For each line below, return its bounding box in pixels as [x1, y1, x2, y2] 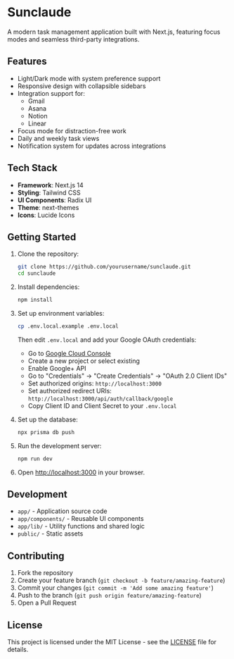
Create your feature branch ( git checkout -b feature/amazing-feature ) [17, 576, 226, 585]
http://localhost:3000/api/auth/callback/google [27, 395, 174, 402]
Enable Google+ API [27, 364, 86, 372]
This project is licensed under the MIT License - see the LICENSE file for [7, 638, 216, 646]
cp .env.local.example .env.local [17, 323, 119, 330]
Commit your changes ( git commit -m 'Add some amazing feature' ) [17, 584, 214, 592]
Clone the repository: [17, 250, 79, 258]
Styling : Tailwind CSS [17, 188, 81, 197]
